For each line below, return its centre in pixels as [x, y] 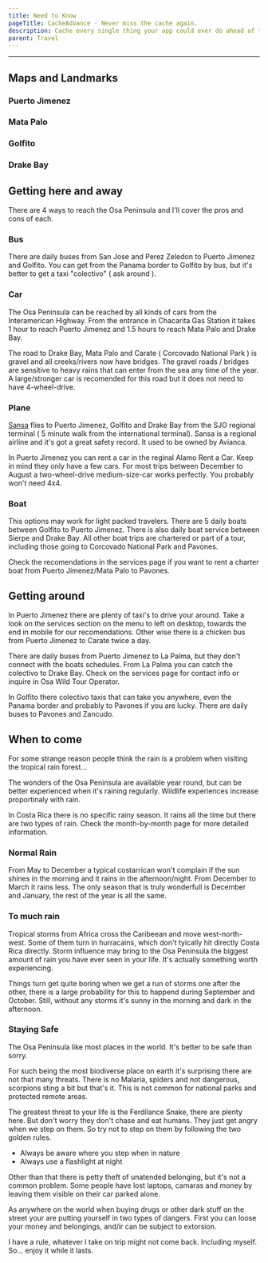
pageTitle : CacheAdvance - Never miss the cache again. [103, 23]
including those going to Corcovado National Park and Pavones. [113, 547]
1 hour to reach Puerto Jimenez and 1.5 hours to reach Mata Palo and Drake [132, 329]
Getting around [47, 596]
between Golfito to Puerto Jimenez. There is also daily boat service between [134, 530]
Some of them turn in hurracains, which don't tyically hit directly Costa [144, 942]
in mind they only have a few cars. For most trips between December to [126, 466]
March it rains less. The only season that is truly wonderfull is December [127, 887]
